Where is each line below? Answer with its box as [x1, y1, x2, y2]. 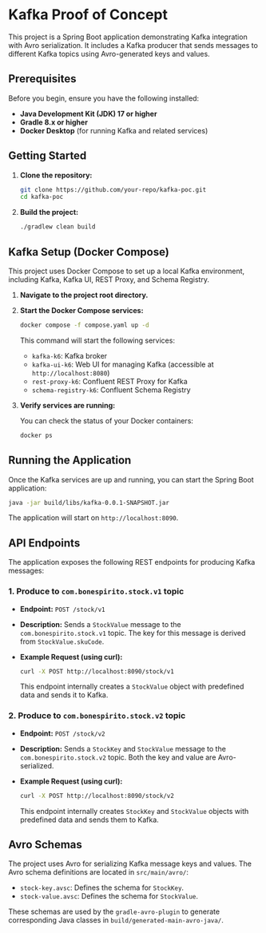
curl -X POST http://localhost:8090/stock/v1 [19, 667, 174, 676]
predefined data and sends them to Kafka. [19, 815, 160, 824]
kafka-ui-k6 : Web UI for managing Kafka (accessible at [31, 359, 214, 369]
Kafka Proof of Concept [8, 6, 168, 24]
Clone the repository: [19, 170, 93, 180]
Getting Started [8, 149, 87, 163]
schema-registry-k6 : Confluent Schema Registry [31, 385, 191, 395]
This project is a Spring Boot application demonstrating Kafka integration [8, 32, 248, 42]
